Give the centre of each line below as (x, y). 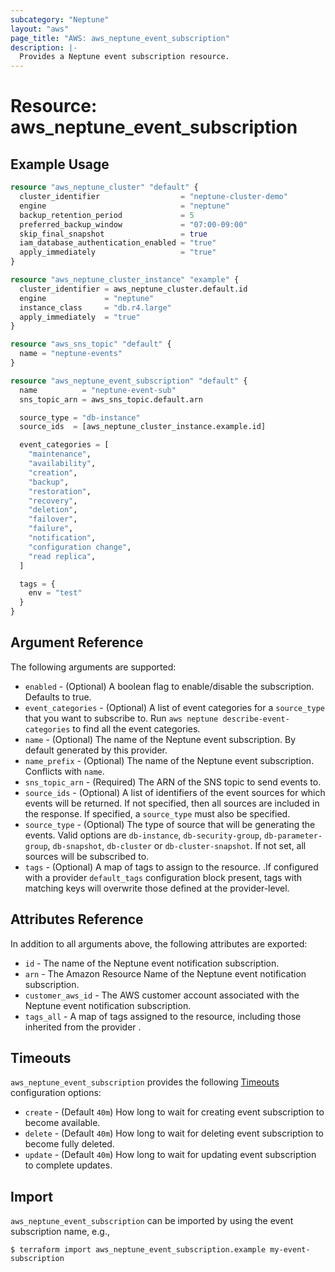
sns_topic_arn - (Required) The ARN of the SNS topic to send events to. (173, 782)
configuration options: (56, 1093)
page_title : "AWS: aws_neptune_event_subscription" (120, 38)
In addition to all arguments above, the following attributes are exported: (159, 943)
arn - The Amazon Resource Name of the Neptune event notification (165, 973)
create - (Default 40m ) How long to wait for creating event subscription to (174, 1112)
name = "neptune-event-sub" (98, 390)
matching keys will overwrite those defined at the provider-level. (157, 888)
